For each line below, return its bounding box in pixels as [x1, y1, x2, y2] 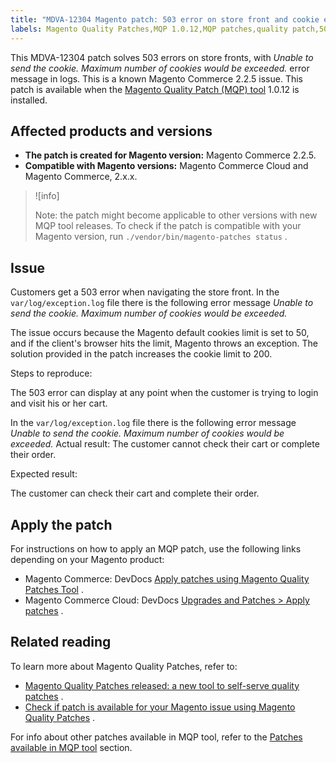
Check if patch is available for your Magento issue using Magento [24, 701, 296, 713]
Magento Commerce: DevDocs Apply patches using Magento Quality [24, 572, 310, 585]
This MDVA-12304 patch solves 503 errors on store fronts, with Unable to [10, 51, 314, 63]
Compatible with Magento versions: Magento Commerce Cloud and [24, 160, 309, 172]
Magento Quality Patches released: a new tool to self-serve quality [24, 679, 300, 691]
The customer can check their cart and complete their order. [10, 487, 260, 500]
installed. [10, 94, 48, 106]
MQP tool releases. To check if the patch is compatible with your [34, 220, 302, 232]
